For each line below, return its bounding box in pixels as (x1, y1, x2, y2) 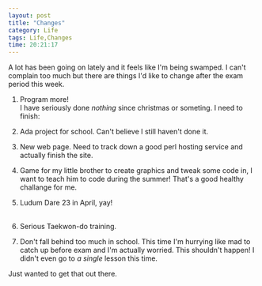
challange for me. (19, 183, 78, 192)
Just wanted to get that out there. (8, 269, 117, 279)
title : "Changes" (8, 19, 66, 27)
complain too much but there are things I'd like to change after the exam (8, 71, 244, 81)
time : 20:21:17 (8, 41, 59, 49)
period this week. (8, 80, 65, 89)
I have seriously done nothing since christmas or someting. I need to (19, 103, 243, 113)
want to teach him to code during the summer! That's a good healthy (19, 175, 244, 184)
